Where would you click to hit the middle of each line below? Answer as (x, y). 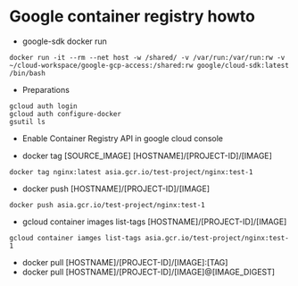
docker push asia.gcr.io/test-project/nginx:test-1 (107, 205)
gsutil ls (28, 122)
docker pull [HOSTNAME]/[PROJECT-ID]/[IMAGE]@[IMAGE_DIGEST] (148, 272)
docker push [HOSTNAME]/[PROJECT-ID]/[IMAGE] (116, 189)
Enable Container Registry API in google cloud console (122, 138)
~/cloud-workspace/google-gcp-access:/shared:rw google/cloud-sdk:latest (149, 65)
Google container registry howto (132, 17)
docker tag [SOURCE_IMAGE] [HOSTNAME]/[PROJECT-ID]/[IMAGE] (147, 156)
